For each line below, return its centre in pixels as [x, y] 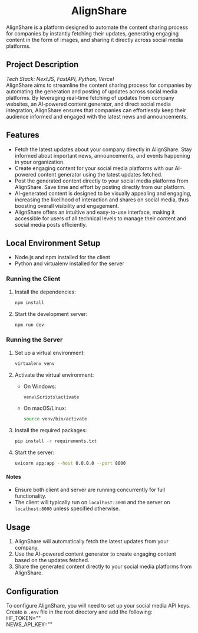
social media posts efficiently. [51, 224]
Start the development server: [51, 314]
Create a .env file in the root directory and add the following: [79, 612]
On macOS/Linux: [45, 408]
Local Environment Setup [53, 243]
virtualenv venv [34, 363]
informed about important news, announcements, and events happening [102, 155]
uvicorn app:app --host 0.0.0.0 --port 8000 [70, 464]
